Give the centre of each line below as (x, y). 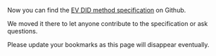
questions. (23, 31)
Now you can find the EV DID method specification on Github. (97, 10)
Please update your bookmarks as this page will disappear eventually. (108, 44)
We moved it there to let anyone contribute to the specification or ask (108, 23)
